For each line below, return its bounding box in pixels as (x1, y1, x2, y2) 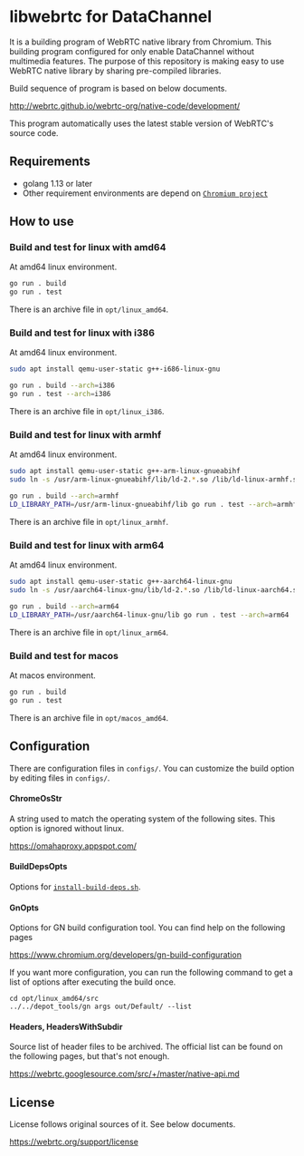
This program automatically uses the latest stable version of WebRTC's (9, 118, 274, 129)
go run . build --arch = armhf (9, 491, 119, 500)
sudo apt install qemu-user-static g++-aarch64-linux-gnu (9, 578, 233, 587)
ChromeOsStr (9, 793, 62, 804)
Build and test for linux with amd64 (9, 241, 166, 254)
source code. (9, 127, 59, 138)
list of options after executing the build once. (9, 976, 176, 987)
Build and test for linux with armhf (9, 429, 162, 442)
